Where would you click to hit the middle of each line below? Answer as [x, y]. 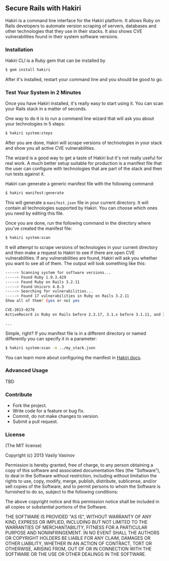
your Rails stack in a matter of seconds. [46, 109]
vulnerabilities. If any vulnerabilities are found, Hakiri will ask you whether [81, 258]
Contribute [19, 394]
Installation [19, 49]
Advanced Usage [27, 370]
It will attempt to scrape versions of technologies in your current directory [81, 247]
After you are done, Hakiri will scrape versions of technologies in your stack [84, 143]
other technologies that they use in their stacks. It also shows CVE [74, 31]
